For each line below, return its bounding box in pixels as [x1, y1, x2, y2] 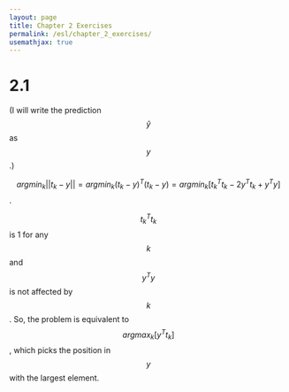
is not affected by [9, 286, 73, 296]
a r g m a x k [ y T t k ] [122, 327, 175, 342]
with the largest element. [9, 373, 100, 383]
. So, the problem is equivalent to [9, 313, 130, 324]
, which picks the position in [9, 345, 111, 356]
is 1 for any [9, 229, 49, 240]
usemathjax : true [9, 37, 73, 47]
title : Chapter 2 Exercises [9, 21, 113, 30]
